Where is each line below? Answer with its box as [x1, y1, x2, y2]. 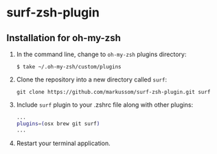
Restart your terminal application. [16, 139, 111, 147]
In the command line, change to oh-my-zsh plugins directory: [16, 50, 187, 58]
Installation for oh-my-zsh [6, 32, 121, 44]
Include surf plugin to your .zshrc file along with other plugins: [16, 101, 194, 109]
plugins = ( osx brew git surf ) [16, 120, 100, 127]
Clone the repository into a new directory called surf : [16, 75, 168, 84]
